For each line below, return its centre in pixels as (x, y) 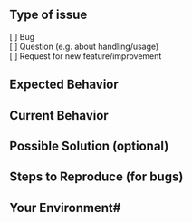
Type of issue (48, 15)
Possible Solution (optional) (89, 145)
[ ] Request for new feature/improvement (86, 56)
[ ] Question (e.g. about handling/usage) (84, 46)
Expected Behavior (64, 85)
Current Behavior (59, 116)
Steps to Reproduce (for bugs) (96, 177)
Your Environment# (65, 208)
